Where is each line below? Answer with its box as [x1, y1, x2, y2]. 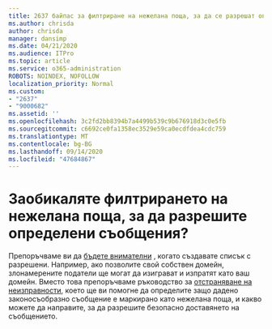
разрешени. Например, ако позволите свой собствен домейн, [8, 260, 224, 270]
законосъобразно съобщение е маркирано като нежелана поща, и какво [8, 294, 262, 304]
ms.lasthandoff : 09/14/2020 [8, 147, 104, 156]
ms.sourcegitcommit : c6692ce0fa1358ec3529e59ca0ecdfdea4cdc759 [8, 125, 227, 133]
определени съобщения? [8, 224, 189, 243]
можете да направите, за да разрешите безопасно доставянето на [8, 303, 240, 313]
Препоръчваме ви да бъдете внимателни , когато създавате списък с [8, 251, 251, 261]
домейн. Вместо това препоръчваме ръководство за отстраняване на [8, 277, 253, 287]
